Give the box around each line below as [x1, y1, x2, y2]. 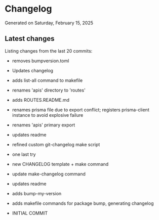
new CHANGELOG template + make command [12, 161, 109, 167]
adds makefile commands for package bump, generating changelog [12, 200, 154, 206]
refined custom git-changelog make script [12, 141, 100, 147]
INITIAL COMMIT [12, 210, 48, 216]
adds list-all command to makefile [12, 77, 83, 83]
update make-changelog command [12, 170, 86, 177]
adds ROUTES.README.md [12, 97, 69, 103]
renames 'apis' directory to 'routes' [12, 87, 86, 93]
